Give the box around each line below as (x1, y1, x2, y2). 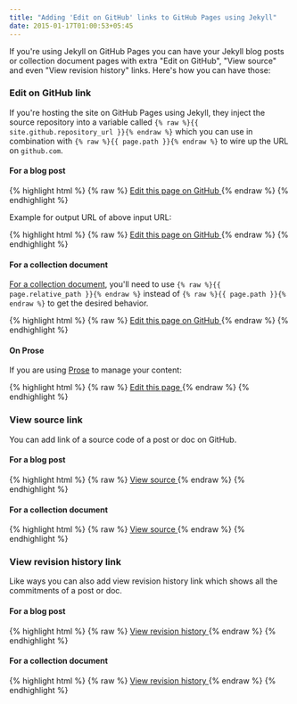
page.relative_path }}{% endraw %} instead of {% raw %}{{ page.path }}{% (9, 289, 287, 299)
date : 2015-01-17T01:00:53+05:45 (9, 21, 134, 30)
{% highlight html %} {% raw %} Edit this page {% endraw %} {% (9, 382, 250, 393)
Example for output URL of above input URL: (9, 212, 172, 223)
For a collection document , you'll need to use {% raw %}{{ (9, 279, 221, 290)
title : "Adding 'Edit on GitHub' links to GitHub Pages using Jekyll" (9, 12, 277, 22)
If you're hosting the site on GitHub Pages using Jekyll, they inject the (9, 107, 266, 118)
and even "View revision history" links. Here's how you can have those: (9, 64, 271, 76)
